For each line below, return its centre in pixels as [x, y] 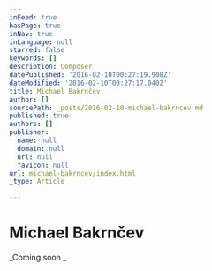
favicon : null [43, 165]
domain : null [41, 148]
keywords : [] [33, 58]
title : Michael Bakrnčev [55, 91]
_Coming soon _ [38, 258]
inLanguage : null [41, 42]
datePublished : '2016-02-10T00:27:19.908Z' [91, 75]
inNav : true [31, 34]
